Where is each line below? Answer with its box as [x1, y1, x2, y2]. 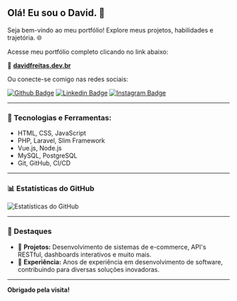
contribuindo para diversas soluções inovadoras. [17, 265, 160, 273]
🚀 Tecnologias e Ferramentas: [7, 112, 111, 122]
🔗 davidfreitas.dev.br [7, 61, 71, 69]
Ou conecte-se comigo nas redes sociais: [7, 75, 128, 83]
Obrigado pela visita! [7, 285, 71, 294]
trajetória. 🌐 [7, 33, 42, 42]
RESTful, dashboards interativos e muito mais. [17, 250, 152, 259]
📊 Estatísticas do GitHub [7, 184, 95, 194]
